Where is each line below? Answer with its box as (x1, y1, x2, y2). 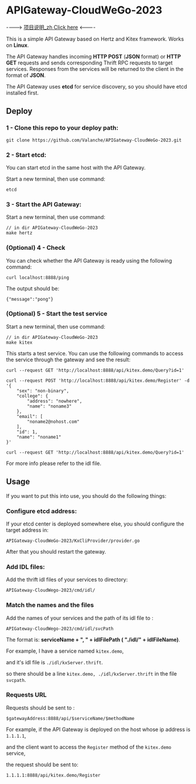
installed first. (6, 89, 39, 96)
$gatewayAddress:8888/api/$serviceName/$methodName (6, 715, 135, 721)
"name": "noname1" (16, 434, 61, 440)
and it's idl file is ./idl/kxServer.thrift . (6, 659, 104, 666)
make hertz (6, 230, 33, 236)
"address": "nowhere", (27, 398, 82, 404)
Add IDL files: (6, 562, 45, 571)
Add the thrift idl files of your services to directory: (6, 576, 128, 583)
